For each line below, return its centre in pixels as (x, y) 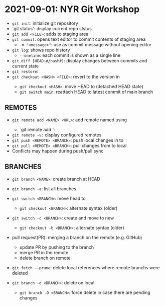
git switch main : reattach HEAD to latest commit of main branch (86, 92)
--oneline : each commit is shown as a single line (70, 55)
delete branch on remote (45, 258)
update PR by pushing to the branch (57, 247)
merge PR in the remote (44, 252)
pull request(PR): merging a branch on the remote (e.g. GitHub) (77, 237)
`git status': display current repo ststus (52, 28)
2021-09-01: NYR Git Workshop (72, 9)
